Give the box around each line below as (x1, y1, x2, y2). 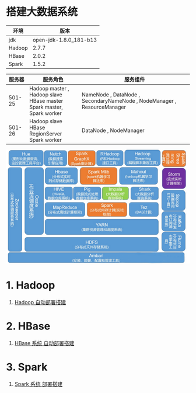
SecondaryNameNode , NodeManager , (81, 97, 177, 104)
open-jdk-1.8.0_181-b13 (33, 36, 97, 43)
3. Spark (6, 360, 48, 374)
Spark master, (29, 103, 63, 110)
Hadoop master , (29, 85, 69, 92)
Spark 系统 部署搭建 (14, 380, 63, 387)
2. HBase (6, 319, 51, 333)
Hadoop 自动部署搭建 (14, 298, 66, 305)
